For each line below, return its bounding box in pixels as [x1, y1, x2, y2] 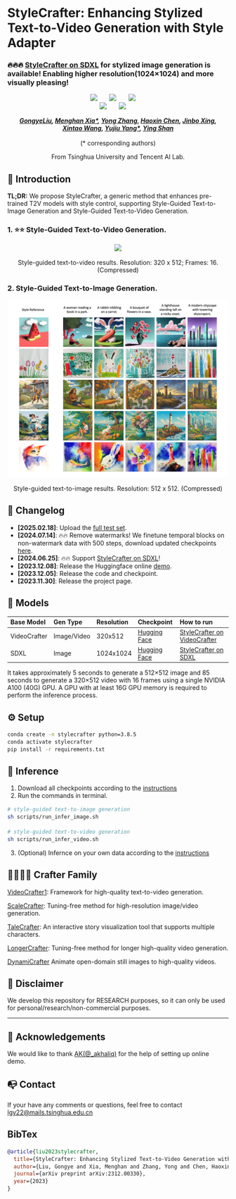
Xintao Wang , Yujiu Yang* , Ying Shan [62, 124, 174, 133]
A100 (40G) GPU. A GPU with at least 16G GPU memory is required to [7, 684, 207, 692]
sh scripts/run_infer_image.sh [7, 813, 99, 820]
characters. [7, 930, 41, 938]
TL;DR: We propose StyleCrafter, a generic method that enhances [7, 192, 198, 200]
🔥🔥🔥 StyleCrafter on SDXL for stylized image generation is [7, 60, 211, 70]
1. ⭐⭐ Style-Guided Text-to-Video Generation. [7, 225, 167, 235]
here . [17, 546, 33, 555]
